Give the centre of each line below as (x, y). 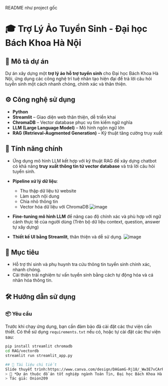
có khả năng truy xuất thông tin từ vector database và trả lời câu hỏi (83, 166)
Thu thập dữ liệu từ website (48, 190)
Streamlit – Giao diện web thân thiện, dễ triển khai (64, 117)
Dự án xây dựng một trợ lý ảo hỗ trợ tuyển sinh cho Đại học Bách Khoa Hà (82, 73)
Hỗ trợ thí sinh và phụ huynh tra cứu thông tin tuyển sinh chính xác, (82, 264)
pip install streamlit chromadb (39, 346)
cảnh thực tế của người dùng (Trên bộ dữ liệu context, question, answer (86, 221)
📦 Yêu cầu (19, 313)
